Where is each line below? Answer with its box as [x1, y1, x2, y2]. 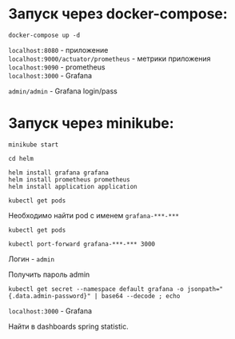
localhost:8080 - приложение [8, 45, 109, 54]
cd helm [8, 154, 34, 162]
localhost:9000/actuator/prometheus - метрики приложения [8, 54, 211, 63]
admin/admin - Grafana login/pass [8, 86, 117, 96]
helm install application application [8, 182, 137, 190]
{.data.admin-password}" [8, 292, 91, 300]
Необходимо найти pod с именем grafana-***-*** [8, 210, 180, 220]
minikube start [8, 141, 59, 149]
